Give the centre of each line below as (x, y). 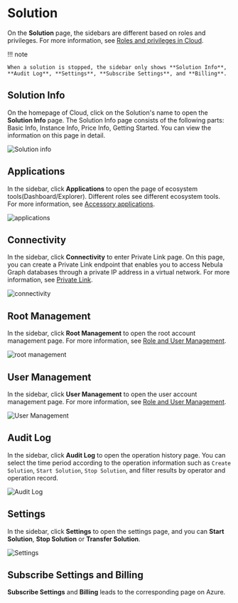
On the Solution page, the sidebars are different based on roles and (107, 33)
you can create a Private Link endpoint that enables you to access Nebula (115, 264)
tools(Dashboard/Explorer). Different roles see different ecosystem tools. (114, 196)
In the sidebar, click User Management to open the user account (102, 394)
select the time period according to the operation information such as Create (119, 463)
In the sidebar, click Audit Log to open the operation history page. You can (117, 455)
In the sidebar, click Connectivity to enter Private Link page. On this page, (116, 257)
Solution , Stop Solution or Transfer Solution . (74, 539)
